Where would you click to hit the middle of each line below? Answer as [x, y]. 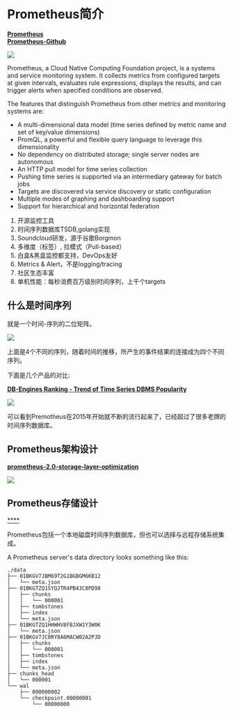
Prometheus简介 [56, 14]
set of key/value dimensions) [58, 132]
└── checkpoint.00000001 [56, 698]
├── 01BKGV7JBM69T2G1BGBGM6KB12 [54, 576]
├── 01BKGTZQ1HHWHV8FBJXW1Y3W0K [54, 625]
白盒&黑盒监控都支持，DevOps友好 [67, 255]
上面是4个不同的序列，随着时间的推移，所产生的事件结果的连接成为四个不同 [116, 351]
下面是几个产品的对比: [39, 375]
